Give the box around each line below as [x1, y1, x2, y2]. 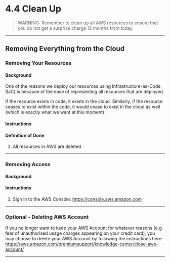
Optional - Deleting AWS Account [5, 213, 89, 220]
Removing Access [5, 161, 51, 168]
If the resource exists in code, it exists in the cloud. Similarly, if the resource [5, 98, 163, 104]
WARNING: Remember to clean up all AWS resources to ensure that [17, 20, 158, 26]
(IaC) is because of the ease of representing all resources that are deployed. [5, 89, 164, 95]
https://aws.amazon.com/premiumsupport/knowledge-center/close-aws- [5, 241, 158, 247]
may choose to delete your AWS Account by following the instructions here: [5, 236, 163, 242]
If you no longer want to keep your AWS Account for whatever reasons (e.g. [5, 225, 163, 231]
